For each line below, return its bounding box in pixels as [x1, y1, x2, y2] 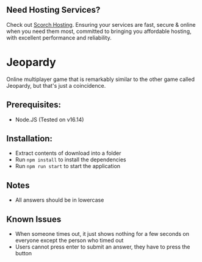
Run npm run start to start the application [15, 163, 121, 170]
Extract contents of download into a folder [15, 149, 121, 157]
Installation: [6, 133, 53, 144]
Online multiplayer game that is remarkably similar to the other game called [6, 76, 195, 83]
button [15, 250, 32, 257]
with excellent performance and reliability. [6, 34, 112, 41]
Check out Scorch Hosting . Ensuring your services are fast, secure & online [6, 21, 196, 28]
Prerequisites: [6, 100, 61, 110]
